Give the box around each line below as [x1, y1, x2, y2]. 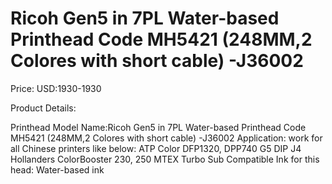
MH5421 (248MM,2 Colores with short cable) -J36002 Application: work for [10, 132, 323, 144]
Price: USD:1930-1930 [10, 82, 102, 94]
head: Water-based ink [10, 163, 105, 176]
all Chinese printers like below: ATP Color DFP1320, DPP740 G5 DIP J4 [10, 142, 302, 154]
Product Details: [10, 102, 77, 114]
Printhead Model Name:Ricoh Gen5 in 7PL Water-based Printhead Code [10, 121, 307, 133]
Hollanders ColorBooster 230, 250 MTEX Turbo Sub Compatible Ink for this [10, 153, 320, 165]
